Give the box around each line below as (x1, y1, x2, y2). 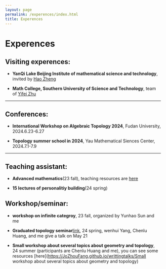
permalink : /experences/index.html (5, 12, 79, 17)
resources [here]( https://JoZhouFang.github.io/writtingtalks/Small (12, 253, 146, 259)
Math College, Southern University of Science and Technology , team (12, 85, 156, 92)
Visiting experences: (5, 58, 71, 66)
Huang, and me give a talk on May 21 (12, 233, 88, 239)
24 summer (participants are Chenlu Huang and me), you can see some (12, 248, 158, 254)
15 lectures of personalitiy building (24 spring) (12, 185, 108, 191)
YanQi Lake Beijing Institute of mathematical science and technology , (12, 70, 158, 77)
